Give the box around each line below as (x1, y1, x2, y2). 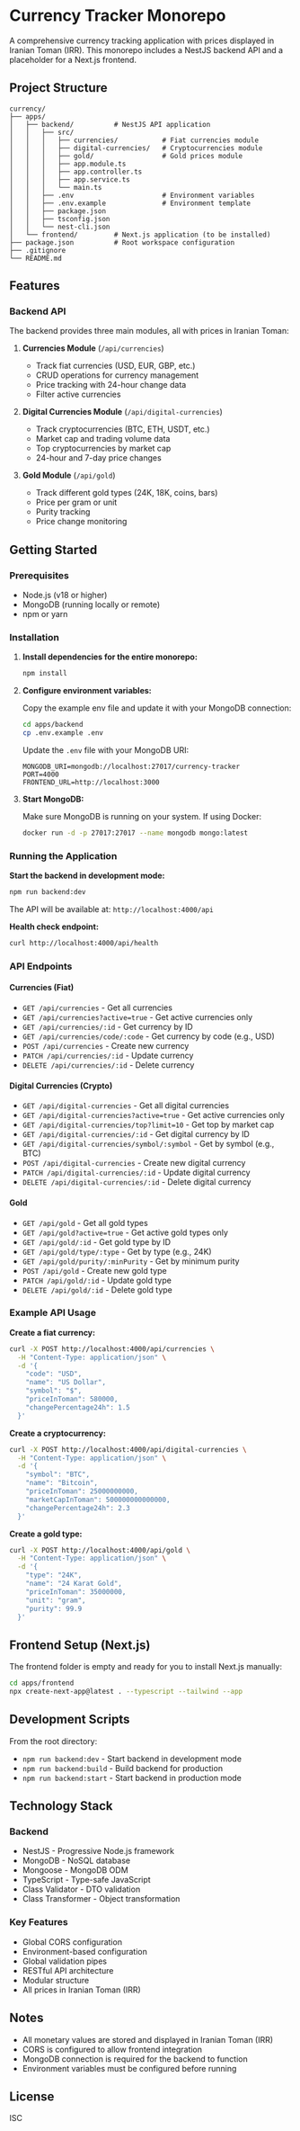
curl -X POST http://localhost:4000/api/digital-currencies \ (9, 1445, 247, 1454)
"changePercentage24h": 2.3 (25, 1503, 130, 1512)
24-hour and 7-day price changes (35, 452, 162, 463)
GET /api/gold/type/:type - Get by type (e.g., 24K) (22, 1246, 213, 1257)
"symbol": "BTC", (25, 1470, 91, 1480)
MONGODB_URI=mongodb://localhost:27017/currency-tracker (22, 762, 241, 772)
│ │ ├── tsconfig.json (9, 214, 110, 223)
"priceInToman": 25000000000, (25, 1487, 139, 1496)
